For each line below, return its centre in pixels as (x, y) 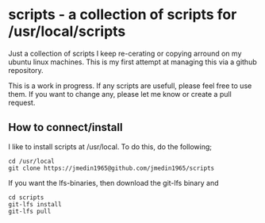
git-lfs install (35, 204)
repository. (26, 70)
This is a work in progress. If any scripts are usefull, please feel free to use (130, 86)
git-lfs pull (30, 211)
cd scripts (26, 197)
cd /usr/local (32, 161)
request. (22, 102)
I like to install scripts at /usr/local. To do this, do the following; (110, 146)
